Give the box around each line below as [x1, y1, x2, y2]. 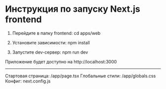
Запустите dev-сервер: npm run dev [12, 49, 88, 55]
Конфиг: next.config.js [5, 78, 51, 84]
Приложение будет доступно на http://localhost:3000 [5, 59, 117, 64]
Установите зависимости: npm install [12, 39, 90, 45]
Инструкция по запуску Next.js [5, 3, 140, 15]
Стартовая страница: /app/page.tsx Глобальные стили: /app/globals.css [5, 73, 156, 79]
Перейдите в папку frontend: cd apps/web [12, 30, 101, 36]
